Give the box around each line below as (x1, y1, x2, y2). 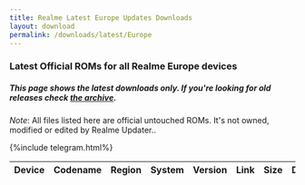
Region (110, 164, 143, 177)
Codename (53, 164, 103, 177)
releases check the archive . (9, 92, 117, 102)
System (150, 164, 184, 177)
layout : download (9, 22, 75, 31)
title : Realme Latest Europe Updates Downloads (9, 13, 193, 23)
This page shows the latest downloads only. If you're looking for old (9, 83, 271, 93)
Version (192, 164, 228, 177)
